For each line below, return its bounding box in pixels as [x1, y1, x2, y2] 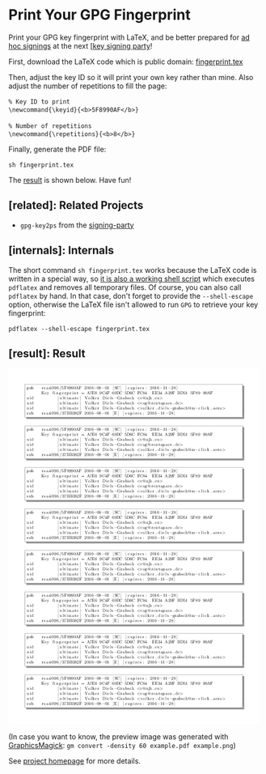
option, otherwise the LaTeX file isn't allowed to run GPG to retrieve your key [8, 300, 259, 309]
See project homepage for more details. [8, 756, 141, 766]
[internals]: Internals [8, 244, 115, 257]
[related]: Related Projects [8, 198, 144, 212]
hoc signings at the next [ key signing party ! [8, 40, 153, 50]
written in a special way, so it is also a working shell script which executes [8, 274, 255, 283]
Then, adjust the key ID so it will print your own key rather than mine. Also [8, 72, 254, 82]
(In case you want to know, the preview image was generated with [8, 732, 229, 742]
